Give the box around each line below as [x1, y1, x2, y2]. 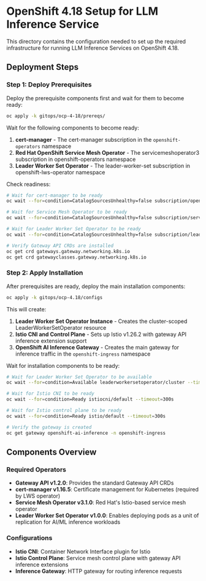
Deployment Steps [6, 62, 78, 72]
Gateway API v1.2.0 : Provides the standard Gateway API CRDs [15, 479, 174, 486]
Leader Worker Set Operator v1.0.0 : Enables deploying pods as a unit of [15, 512, 199, 520]
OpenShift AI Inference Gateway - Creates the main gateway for [15, 343, 180, 351]
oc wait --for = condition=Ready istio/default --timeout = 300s [6, 413, 166, 419]
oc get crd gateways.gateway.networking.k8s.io [6, 248, 131, 254]
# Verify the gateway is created [6, 424, 92, 431]
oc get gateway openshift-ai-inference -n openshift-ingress [6, 430, 166, 436]
